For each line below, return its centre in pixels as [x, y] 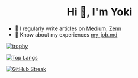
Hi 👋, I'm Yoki [100, 12]
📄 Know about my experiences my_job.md [66, 34]
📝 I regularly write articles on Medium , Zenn [68, 28]
